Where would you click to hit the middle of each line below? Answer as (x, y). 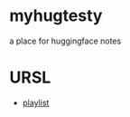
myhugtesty (56, 16)
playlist (36, 102)
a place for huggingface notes (65, 41)
